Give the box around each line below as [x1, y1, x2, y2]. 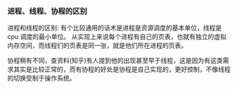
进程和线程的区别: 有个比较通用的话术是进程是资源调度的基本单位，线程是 [7, 23, 222, 32]
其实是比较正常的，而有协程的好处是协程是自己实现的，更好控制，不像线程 [13, 65, 231, 73]
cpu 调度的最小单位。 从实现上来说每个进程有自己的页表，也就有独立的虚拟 [7, 32, 227, 41]
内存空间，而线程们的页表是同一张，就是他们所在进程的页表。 [7, 41, 188, 50]
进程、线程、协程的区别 [7, 6, 87, 16]
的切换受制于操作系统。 [7, 74, 76, 83]
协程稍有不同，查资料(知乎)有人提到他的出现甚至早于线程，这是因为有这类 [7, 57, 223, 65]
